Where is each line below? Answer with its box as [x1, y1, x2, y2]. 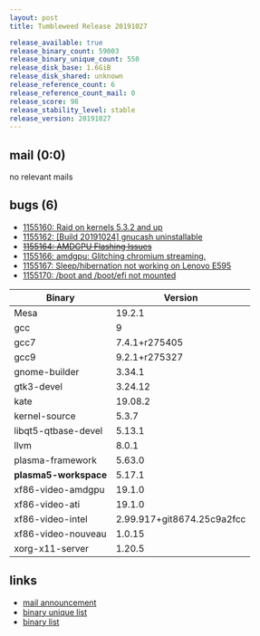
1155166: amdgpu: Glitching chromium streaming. [22, 250, 207, 261]
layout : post [9, 13, 59, 23]
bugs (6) [9, 198, 59, 213]
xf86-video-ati [14, 497, 81, 510]
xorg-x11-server [14, 542, 89, 554]
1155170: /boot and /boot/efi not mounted [22, 269, 177, 281]
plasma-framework [14, 454, 97, 467]
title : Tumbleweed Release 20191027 [9, 22, 148, 31]
